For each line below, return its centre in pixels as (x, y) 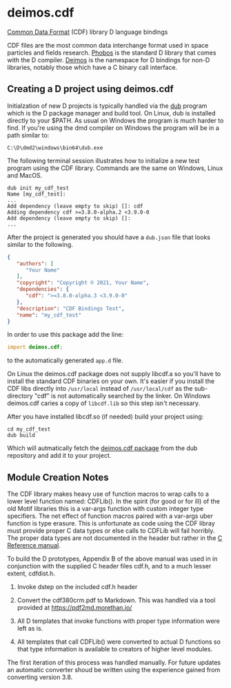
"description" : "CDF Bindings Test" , (71, 308)
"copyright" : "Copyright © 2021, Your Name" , (83, 283)
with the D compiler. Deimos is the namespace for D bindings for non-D (109, 59)
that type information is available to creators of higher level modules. (114, 649)
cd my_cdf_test (29, 429)
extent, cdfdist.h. (31, 574)
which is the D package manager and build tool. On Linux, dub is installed (111, 113)
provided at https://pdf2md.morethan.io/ (74, 608)
